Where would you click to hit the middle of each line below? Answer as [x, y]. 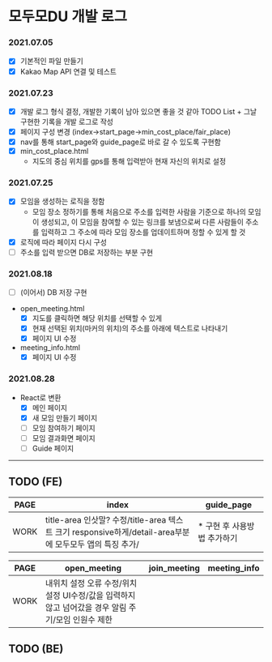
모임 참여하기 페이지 [64, 428]
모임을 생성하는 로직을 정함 [62, 201]
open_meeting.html [52, 308]
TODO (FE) [36, 482]
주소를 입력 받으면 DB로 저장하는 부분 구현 [87, 252]
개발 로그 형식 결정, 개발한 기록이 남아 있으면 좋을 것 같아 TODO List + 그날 [138, 111]
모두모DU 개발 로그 [68, 17]
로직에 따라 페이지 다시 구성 [64, 242]
